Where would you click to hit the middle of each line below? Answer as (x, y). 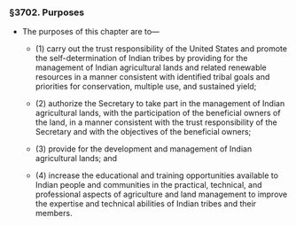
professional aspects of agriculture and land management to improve (161, 194)
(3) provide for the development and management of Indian (144, 149)
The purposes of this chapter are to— (90, 32)
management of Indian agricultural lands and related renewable (151, 67)
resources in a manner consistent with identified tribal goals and (152, 77)
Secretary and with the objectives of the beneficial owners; (143, 132)
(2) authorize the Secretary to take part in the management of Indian (160, 104)
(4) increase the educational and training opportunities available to (157, 175)
